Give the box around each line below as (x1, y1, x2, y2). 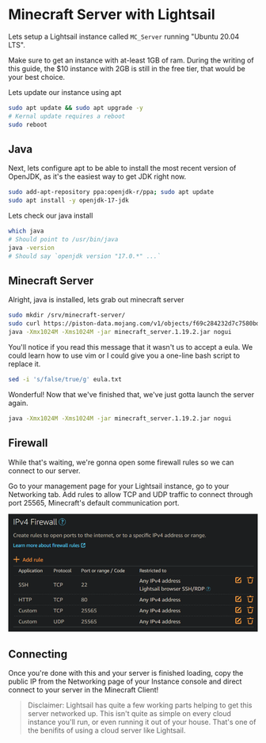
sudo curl (8, 320, 41, 328)
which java (8, 227, 44, 235)
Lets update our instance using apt (8, 87, 122, 97)
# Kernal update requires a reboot (8, 112, 126, 120)
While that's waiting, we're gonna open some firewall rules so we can (8, 457, 234, 467)
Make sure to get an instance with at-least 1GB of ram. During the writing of (8, 55, 255, 65)
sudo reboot (8, 120, 47, 128)
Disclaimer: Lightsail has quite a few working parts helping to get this (27, 700, 253, 710)
